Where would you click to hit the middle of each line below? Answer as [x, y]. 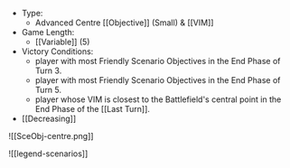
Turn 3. [48, 70]
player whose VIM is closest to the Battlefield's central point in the [158, 99]
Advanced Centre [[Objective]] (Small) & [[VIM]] [124, 23]
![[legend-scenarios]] [48, 154]
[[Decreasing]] [49, 118]
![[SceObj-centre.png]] [51, 136]
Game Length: [48, 32]
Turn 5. [48, 90]
